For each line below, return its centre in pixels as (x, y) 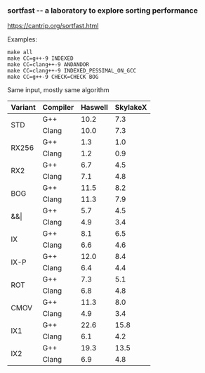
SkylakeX (131, 108)
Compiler (58, 108)
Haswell (94, 108)
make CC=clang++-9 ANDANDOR (48, 65)
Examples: (22, 39)
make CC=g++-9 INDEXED (40, 58)
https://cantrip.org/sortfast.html (53, 26)
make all (20, 52)
